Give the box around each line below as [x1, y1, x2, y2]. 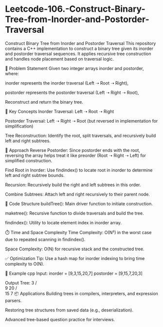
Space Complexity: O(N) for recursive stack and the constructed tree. [5, 246, 145, 252]
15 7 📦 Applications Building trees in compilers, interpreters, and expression [5, 290, 158, 296]
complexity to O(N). [5, 261, 45, 267]
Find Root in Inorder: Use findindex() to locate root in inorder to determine [5, 167, 153, 173]
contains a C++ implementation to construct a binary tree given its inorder [5, 45, 153, 51]
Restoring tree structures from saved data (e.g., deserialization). [5, 307, 134, 313]
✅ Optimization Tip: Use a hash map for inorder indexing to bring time [5, 255, 145, 261]
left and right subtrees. [5, 138, 51, 144]
